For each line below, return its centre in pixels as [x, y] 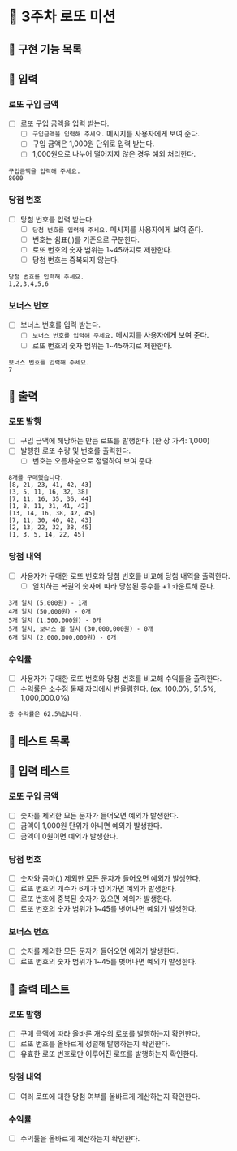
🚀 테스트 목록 [39, 741]
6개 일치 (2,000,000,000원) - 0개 [62, 637]
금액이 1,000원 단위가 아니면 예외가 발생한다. [91, 826]
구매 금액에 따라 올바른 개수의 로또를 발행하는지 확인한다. [110, 1034]
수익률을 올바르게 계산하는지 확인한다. [80, 1139]
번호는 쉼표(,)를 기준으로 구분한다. [86, 239]
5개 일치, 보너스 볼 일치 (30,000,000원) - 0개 [81, 629]
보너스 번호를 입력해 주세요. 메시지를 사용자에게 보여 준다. [121, 335]
